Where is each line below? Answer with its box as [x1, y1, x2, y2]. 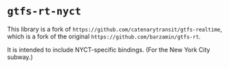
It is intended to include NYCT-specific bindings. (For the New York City [7, 45, 210, 54]
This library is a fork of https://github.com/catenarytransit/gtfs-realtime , [7, 25, 222, 33]
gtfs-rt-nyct [7, 5, 81, 18]
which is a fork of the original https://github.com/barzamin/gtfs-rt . [7, 32, 201, 41]
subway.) [7, 53, 33, 61]
